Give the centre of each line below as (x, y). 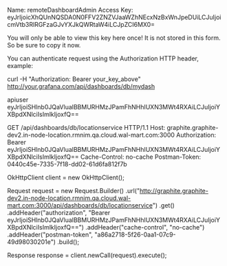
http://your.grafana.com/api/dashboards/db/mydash (81, 86)
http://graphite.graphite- (174, 191)
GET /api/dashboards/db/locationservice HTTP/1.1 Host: (86, 128)
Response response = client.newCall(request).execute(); (87, 255)
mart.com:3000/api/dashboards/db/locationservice (80, 205)
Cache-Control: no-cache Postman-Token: (141, 157)
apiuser (18, 100)
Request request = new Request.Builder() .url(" (73, 191)
